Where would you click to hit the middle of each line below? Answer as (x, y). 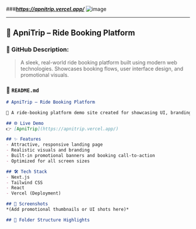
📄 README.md (22, 90)
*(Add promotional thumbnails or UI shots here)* (68, 210)
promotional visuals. (44, 75)
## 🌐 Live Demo (25, 123)
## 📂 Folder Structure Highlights (48, 220)
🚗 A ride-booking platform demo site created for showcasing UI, (87, 112)
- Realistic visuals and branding (48, 150)
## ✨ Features (24, 139)
